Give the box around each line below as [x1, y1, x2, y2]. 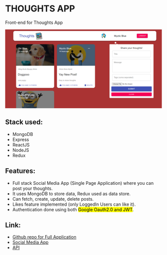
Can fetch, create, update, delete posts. [12, 196, 94, 202]
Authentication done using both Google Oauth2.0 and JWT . [12, 206, 134, 212]
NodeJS [12, 147, 29, 153]
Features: [5, 167, 36, 175]
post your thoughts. [12, 185, 53, 191]
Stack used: [5, 118, 43, 127]
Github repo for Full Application [12, 234, 77, 240]
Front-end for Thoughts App [5, 19, 63, 25]
